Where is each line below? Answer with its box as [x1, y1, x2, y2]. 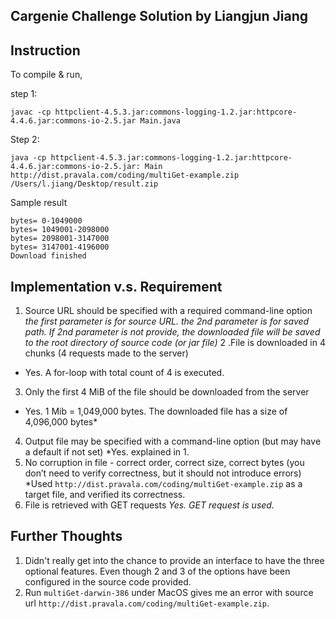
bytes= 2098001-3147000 [10, 234, 110, 244]
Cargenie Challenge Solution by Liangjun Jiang [10, 8, 309, 25]
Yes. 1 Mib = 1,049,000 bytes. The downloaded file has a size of [24, 405, 288, 418]
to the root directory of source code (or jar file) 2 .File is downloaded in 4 [24, 337, 326, 349]
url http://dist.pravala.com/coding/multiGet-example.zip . [24, 597, 270, 609]
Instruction [10, 42, 81, 59]
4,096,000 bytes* [24, 416, 98, 428]
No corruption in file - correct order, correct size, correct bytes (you [24, 457, 305, 469]
